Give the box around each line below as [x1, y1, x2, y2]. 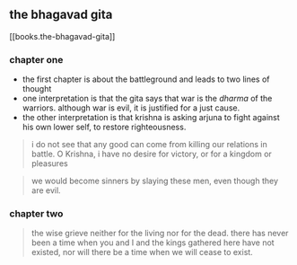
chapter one [9, 53, 64, 66]
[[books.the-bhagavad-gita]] [9, 31, 116, 41]
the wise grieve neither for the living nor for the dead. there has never [31, 228, 289, 239]
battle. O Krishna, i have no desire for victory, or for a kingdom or [31, 148, 272, 160]
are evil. [31, 185, 61, 196]
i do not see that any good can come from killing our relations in [31, 139, 267, 150]
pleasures [31, 158, 69, 169]
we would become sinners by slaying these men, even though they [31, 175, 279, 187]
